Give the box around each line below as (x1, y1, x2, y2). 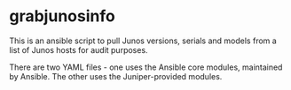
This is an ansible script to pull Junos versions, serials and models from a (9, 35, 277, 46)
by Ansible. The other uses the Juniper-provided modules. (9, 71, 223, 81)
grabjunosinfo (9, 6, 115, 26)
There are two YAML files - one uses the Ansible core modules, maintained (9, 62, 283, 72)
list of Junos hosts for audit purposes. (9, 44, 148, 55)
